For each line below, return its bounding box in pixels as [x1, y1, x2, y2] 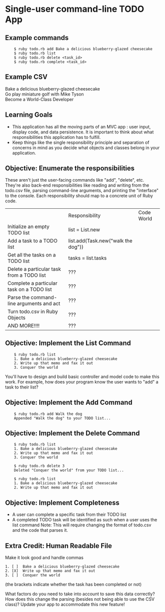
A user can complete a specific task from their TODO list [12, 512, 127, 517]
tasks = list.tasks [68, 255, 107, 261]
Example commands [5, 33, 69, 42]
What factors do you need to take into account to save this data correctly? [5, 591, 155, 597]
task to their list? [5, 384, 38, 390]
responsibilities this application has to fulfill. [12, 134, 101, 140]
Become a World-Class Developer [5, 96, 74, 102]
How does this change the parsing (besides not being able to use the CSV [5, 596, 155, 602]
